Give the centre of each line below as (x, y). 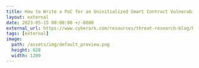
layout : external (28, 17)
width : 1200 (26, 56)
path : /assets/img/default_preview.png (61, 45)
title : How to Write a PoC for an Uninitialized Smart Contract (87, 12)
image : (14, 39)
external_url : (24, 28)
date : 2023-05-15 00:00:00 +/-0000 (50, 22)
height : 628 (26, 50)
